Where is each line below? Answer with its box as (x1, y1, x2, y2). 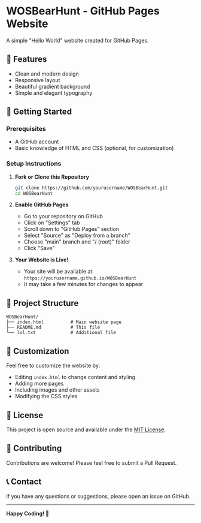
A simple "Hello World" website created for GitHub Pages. (6, 37, 149, 44)
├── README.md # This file (6, 324, 100, 330)
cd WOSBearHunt (14, 190, 53, 196)
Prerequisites (6, 125, 46, 133)
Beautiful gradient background (14, 83, 90, 90)
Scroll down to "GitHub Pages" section (23, 226, 120, 233)
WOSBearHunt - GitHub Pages (6, 4, 160, 18)
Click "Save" (23, 245, 55, 252)
